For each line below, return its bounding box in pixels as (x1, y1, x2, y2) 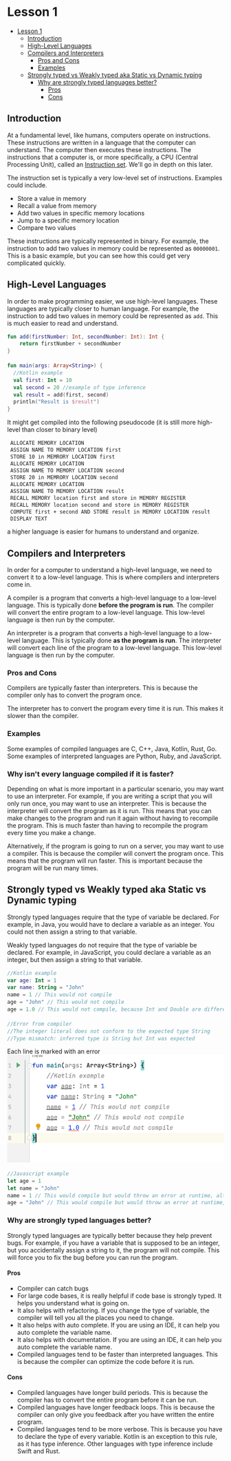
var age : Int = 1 (7, 977, 57, 984)
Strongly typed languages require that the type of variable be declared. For (7, 913, 220, 921)
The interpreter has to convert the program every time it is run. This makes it (7, 704, 223, 713)
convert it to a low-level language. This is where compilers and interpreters (7, 573, 220, 581)
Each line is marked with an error (7, 1047, 101, 1055)
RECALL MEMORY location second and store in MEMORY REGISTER (10, 502, 189, 509)
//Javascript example (7, 1170, 69, 1177)
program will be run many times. (7, 863, 98, 872)
